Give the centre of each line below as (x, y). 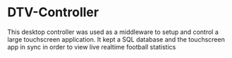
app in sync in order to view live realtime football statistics (92, 47)
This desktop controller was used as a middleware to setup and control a (113, 32)
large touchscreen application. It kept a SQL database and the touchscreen (116, 39)
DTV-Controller (53, 12)
